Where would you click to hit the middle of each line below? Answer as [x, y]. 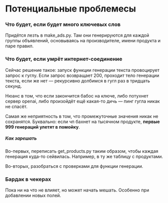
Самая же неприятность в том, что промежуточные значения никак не [82, 116]
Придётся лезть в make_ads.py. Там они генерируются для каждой [77, 35]
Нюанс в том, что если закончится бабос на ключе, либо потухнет [77, 95]
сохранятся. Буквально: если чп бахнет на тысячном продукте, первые [82, 122]
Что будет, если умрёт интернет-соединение [64, 59]
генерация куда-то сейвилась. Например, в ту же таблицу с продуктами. [84, 156]
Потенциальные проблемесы [71, 9]
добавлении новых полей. [33, 195]
